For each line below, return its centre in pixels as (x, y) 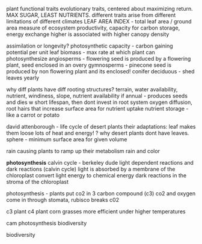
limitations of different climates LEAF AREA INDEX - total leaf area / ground (99, 21)
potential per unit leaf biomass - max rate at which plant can (81, 52)
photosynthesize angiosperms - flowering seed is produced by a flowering (99, 59)
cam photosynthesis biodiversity (47, 223)
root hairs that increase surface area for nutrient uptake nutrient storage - (97, 108)
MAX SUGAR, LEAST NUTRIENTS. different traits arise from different (91, 15)
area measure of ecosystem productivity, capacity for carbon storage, (93, 28)
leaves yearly (23, 78)
